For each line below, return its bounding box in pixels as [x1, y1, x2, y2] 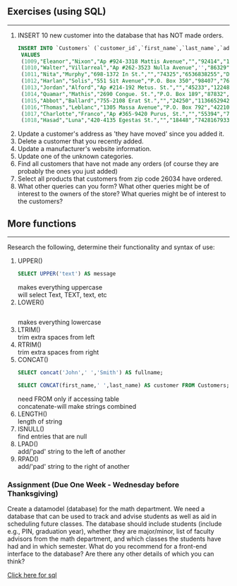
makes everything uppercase [17, 283, 103, 292]
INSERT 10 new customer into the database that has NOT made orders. [17, 31, 224, 40]
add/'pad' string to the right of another [17, 462, 130, 470]
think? [7, 557, 25, 566]
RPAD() [17, 455, 39, 463]
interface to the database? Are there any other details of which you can [7, 550, 214, 558]
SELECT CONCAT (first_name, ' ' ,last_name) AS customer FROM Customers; [17, 381, 230, 389]
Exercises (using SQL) [7, 6, 107, 18]
